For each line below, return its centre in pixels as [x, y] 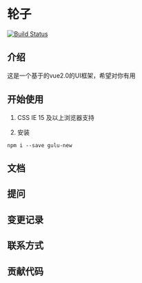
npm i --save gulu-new [40, 145]
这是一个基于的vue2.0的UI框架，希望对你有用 [71, 75]
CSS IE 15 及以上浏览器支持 [55, 117]
